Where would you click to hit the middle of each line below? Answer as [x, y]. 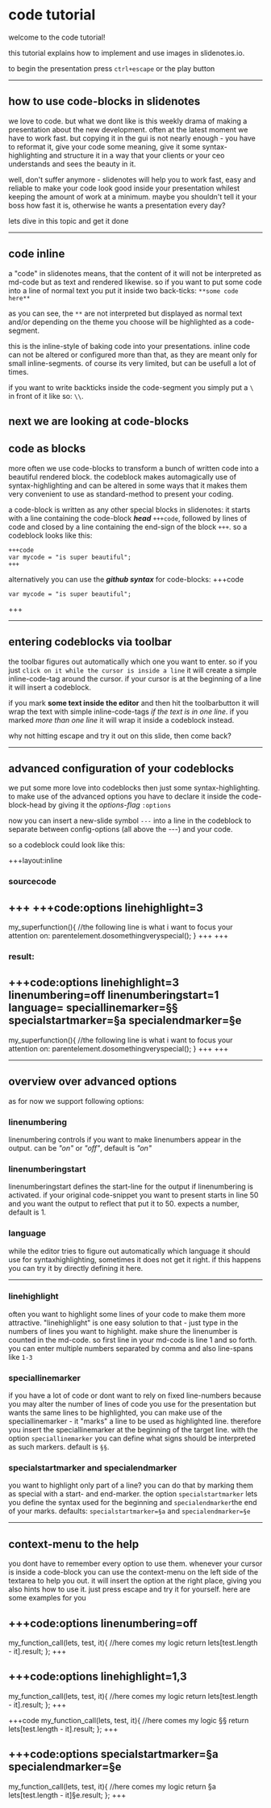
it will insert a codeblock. [50, 687]
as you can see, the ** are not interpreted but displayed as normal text [125, 313]
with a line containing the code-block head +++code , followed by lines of [128, 518]
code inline [37, 254]
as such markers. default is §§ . [59, 1447]
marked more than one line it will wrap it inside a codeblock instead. [121, 719]
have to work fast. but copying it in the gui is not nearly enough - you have [132, 138]
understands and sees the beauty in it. [72, 164]
